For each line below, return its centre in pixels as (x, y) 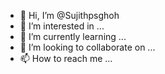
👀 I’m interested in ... (62, 26)
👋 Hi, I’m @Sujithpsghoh (69, 15)
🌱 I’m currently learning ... (73, 36)
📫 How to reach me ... (66, 58)
